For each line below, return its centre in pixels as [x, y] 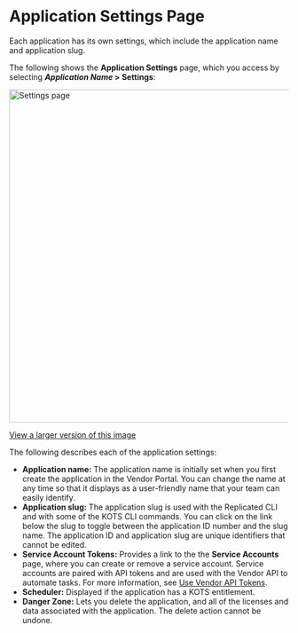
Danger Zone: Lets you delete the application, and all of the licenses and [155, 601]
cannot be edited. [54, 544]
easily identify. [48, 497]
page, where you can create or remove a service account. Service [143, 563]
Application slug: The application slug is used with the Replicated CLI [149, 507]
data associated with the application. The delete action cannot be [141, 611]
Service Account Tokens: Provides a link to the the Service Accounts [150, 554]
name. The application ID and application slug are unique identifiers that [153, 535]
